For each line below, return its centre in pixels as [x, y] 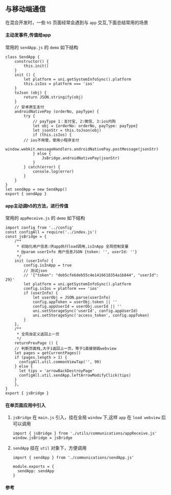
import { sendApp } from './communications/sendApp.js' [73, 458]
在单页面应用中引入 [26, 405]
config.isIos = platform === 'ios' [62, 289]
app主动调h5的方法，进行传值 [37, 206]
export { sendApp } [26, 194]
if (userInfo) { [41, 293]
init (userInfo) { [34, 261]
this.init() [36, 66]
